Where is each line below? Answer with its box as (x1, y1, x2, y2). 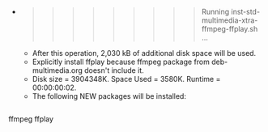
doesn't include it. (83, 66, 144, 75)
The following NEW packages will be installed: (32, 92, 186, 100)
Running (201, 7, 230, 16)
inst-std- (230, 7, 261, 16)
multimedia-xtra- (201, 15, 258, 25)
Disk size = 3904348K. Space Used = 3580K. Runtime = (32, 75, 221, 83)
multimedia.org (32, 66, 83, 75)
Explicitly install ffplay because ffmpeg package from (32, 57, 211, 66)
